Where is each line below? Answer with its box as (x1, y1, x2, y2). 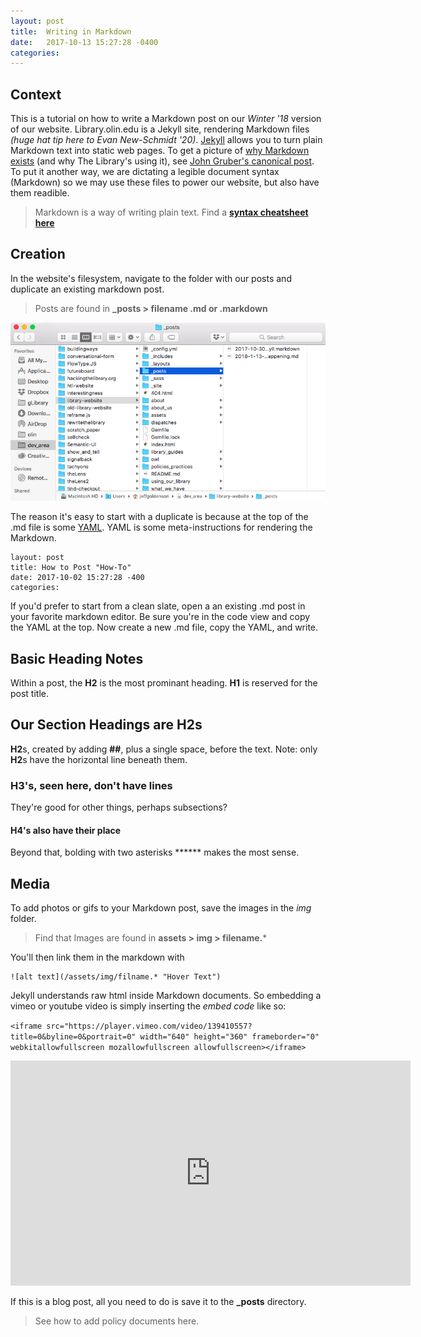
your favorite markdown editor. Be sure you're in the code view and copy (10, 611, 311, 623)
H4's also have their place (10, 824, 122, 836)
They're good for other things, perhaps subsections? (10, 801, 228, 814)
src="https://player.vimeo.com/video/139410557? (46, 1021, 253, 1032)
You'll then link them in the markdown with (10, 951, 185, 964)
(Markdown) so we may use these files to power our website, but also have (10, 176, 320, 189)
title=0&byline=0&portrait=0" (10, 1032, 137, 1042)
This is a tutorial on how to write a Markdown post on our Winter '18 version (10, 113, 322, 125)
